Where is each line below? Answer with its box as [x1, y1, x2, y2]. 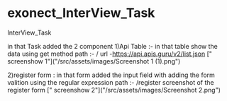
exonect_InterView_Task [7, 5, 155, 21]
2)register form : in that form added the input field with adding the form [7, 71, 215, 79]
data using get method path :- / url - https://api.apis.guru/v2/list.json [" [7, 49, 213, 58]
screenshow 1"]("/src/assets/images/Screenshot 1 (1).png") [7, 57, 181, 65]
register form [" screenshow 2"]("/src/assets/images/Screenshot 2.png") [7, 85, 221, 94]
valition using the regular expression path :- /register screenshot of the [7, 78, 214, 86]
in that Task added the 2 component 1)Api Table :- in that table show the [7, 42, 218, 50]
